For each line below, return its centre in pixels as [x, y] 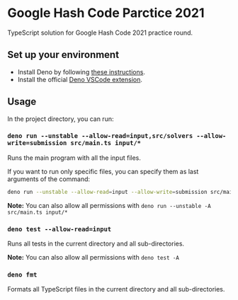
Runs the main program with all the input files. [74, 158]
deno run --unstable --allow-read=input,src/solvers [100, 136]
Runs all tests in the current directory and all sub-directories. [96, 244]
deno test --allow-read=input [59, 229]
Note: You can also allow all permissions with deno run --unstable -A [109, 205]
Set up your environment [63, 55]
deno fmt [22, 275]
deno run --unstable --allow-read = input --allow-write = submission [107, 192]
